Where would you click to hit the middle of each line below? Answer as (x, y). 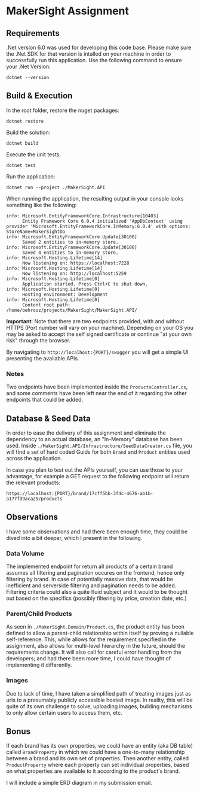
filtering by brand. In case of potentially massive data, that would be (90, 579)
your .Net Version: (28, 66)
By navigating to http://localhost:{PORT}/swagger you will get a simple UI (98, 352)
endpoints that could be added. (45, 400)
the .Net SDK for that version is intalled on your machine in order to (89, 54)
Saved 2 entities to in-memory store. (70, 242)
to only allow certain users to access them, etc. (64, 712)
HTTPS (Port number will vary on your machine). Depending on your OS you (100, 327)
